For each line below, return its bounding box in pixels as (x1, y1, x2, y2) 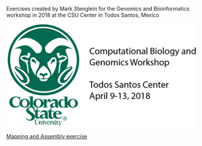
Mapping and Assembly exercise (6, 132, 87, 140)
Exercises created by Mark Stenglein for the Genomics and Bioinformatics (6, 5, 190, 12)
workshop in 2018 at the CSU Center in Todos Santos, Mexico (6, 11, 160, 19)
